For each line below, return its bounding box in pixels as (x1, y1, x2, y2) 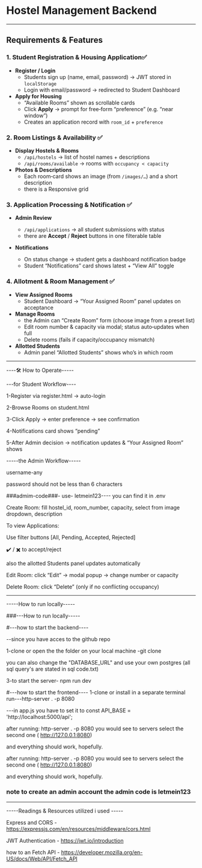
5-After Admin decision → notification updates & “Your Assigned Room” (6, 439, 183, 446)
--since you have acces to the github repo (6, 635, 111, 643)
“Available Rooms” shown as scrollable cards (23, 99, 135, 106)
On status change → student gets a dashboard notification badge (23, 256, 186, 263)
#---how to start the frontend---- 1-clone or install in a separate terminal (6, 689, 186, 696)
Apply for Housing (14, 92, 62, 100)
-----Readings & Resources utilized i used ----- (6, 807, 123, 814)
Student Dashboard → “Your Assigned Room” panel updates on (23, 297, 182, 305)
